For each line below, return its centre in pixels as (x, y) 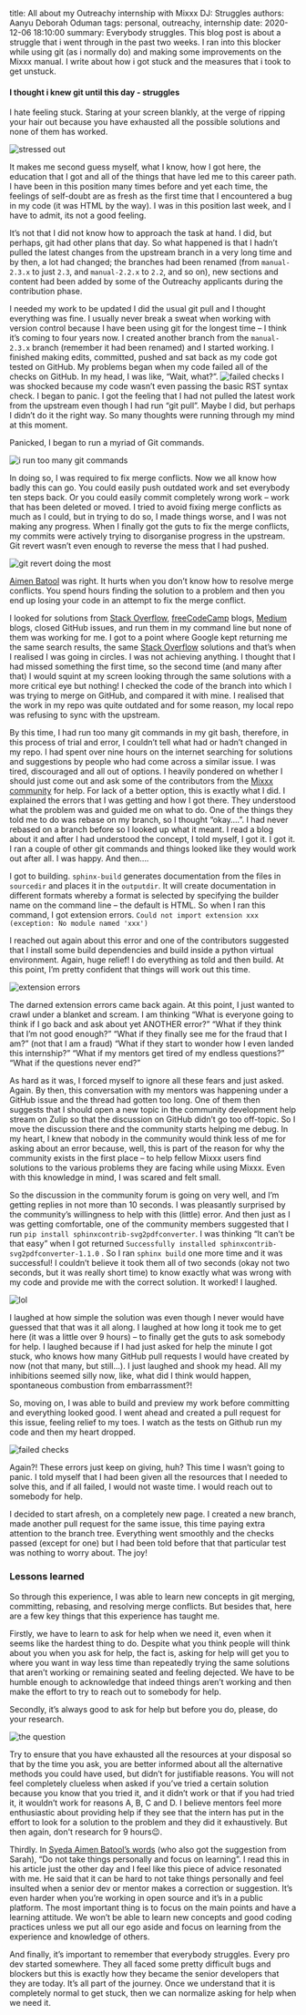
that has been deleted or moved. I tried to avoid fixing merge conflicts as (146, 507)
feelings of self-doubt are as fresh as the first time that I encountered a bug (151, 196)
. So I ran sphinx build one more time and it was (192, 1253)
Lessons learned (47, 1577)
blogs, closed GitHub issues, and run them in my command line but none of (151, 628)
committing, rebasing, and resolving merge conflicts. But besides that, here (151, 1606)
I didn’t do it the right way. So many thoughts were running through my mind (152, 416)
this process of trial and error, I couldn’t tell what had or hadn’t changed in (148, 743)
